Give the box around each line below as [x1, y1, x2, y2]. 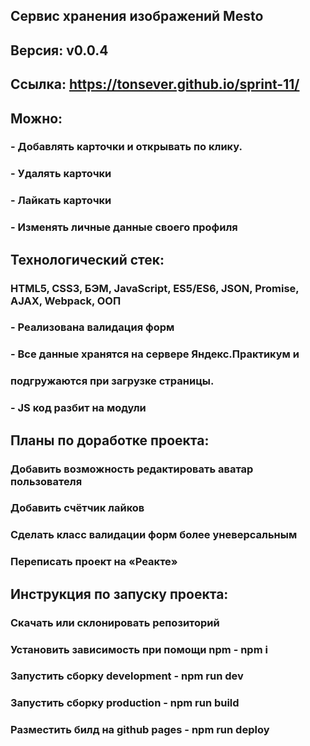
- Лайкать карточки [10, 194, 112, 208]
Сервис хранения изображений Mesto [10, 8, 264, 25]
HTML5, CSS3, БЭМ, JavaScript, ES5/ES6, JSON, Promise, [10, 281, 300, 295]
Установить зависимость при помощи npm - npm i [10, 642, 268, 656]
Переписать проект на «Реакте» [10, 555, 178, 569]
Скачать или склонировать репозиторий [10, 615, 220, 629]
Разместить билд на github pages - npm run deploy [10, 723, 270, 737]
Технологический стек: [10, 251, 165, 268]
